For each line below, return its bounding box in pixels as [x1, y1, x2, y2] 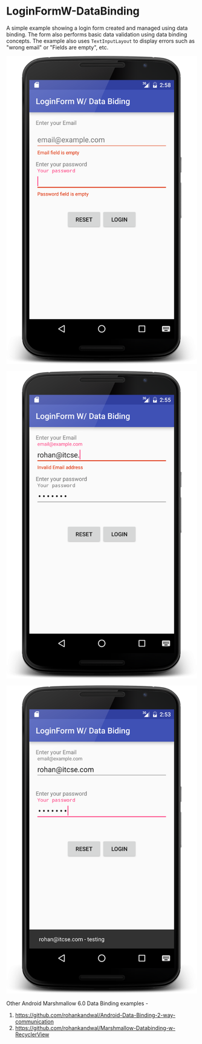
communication [15, 1018, 54, 1025]
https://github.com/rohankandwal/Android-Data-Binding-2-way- [15, 1012, 176, 1019]
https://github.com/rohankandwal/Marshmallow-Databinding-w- [15, 1025, 175, 1032]
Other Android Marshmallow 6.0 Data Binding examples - [6, 1000, 148, 1007]
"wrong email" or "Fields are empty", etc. [6, 44, 109, 51]
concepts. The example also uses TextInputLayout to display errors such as [6, 37, 195, 44]
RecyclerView [15, 1031, 50, 1039]
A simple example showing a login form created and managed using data [6, 24, 188, 32]
